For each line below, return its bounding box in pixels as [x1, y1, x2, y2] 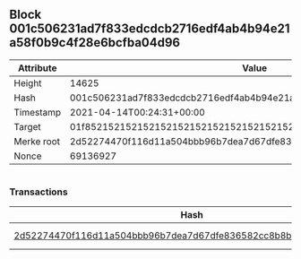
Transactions [9, 186, 69, 198]
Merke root [13, 134, 61, 147]
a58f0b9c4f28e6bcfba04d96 [9, 35, 181, 50]
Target [13, 120, 42, 133]
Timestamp [13, 106, 62, 118]
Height [13, 76, 42, 89]
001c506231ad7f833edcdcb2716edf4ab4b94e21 [9, 22, 290, 37]
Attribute [17, 62, 57, 74]
